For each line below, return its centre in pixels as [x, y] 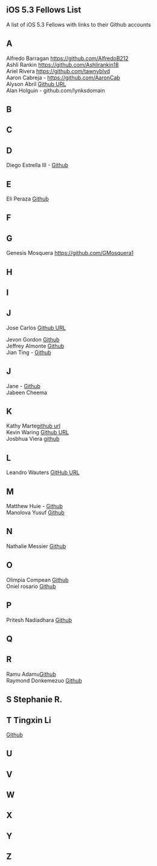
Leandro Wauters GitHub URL [43, 472]
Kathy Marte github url [34, 426]
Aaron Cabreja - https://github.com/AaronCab [63, 78]
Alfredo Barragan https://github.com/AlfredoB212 [67, 58]
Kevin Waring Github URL [38, 432]
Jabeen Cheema [27, 392]
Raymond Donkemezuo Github [44, 680]
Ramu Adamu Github [31, 674]
